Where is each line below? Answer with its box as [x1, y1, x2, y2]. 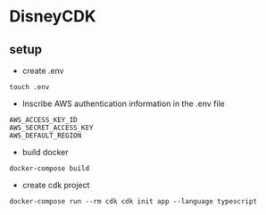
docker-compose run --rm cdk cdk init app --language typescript [9, 197, 257, 206]
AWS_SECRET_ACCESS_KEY [9, 123, 94, 132]
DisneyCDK [9, 6, 96, 27]
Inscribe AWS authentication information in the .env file [21, 98, 226, 109]
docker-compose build [9, 164, 90, 173]
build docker [21, 147, 69, 157]
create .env [21, 65, 64, 76]
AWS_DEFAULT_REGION [9, 131, 82, 140]
